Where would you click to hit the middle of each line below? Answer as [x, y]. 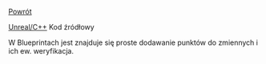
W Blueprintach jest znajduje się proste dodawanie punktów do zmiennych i [133, 42]
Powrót [20, 12]
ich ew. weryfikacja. [41, 51]
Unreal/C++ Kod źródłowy [51, 27]
